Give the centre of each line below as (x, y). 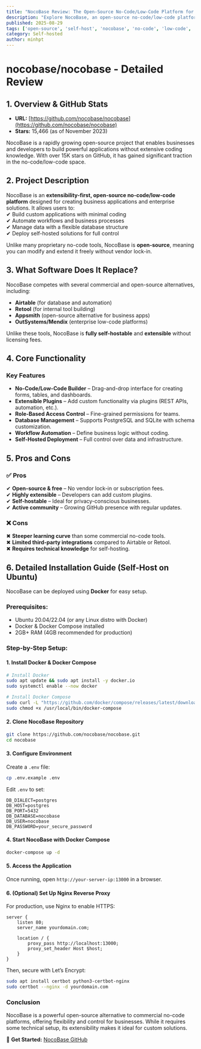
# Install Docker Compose (38, 697)
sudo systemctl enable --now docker (52, 687)
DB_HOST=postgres (28, 805)
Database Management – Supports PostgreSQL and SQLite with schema (105, 421)
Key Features (26, 375)
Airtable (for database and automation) (63, 303)
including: (19, 291)
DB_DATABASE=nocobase (33, 816)
